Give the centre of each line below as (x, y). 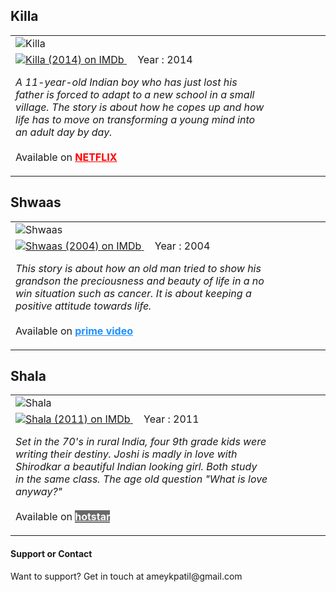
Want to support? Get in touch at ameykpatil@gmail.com (126, 576)
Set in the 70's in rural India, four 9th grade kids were (141, 442)
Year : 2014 (165, 59)
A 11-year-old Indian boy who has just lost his (126, 82)
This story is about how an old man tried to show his (138, 268)
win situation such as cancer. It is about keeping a (133, 293)
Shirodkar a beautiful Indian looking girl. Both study (136, 467)
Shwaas (36, 202)
